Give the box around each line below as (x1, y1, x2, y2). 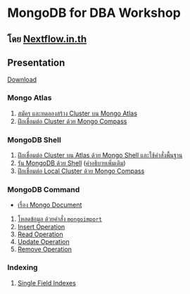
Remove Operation (17, 245, 72, 254)
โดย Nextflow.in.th (7, 33, 87, 45)
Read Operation (17, 230, 63, 238)
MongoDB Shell (7, 135, 61, 145)
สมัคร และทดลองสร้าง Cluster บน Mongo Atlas (17, 109, 137, 117)
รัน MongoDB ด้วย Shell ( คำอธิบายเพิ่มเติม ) (17, 158, 126, 167)
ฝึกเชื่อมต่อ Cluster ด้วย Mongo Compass (17, 117, 127, 125)
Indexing (7, 262, 38, 272)
